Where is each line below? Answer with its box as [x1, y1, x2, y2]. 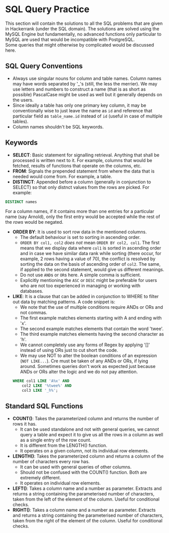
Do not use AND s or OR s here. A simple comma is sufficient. [20, 272, 141, 278]
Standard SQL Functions [5, 402, 83, 411]
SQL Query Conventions [5, 62, 83, 70]
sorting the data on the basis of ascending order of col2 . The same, [20, 261, 161, 267]
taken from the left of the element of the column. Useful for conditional [12, 496, 160, 502]
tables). [12, 118, 29, 125]
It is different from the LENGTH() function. [20, 442, 107, 448]
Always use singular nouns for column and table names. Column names [12, 75, 161, 81]
